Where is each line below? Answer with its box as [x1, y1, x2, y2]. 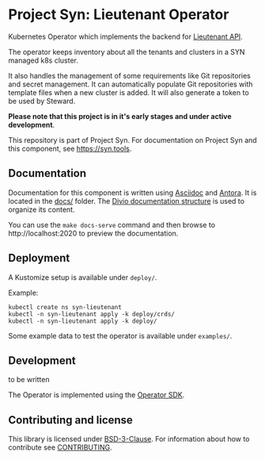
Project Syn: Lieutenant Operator [8, 6, 229, 24]
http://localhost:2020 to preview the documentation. [8, 228, 179, 238]
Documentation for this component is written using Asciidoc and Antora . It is [8, 188, 257, 197]
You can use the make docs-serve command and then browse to [8, 220, 216, 229]
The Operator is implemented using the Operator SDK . [8, 390, 185, 400]
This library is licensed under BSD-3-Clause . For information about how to [8, 434, 250, 444]
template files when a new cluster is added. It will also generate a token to [8, 87, 249, 97]
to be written [8, 375, 50, 384]
